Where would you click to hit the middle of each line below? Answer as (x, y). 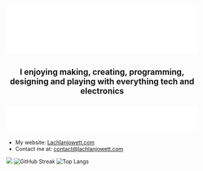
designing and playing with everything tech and (102, 81)
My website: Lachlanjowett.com (55, 142)
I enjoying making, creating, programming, (102, 72)
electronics (102, 91)
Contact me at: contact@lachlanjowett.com (69, 149)
